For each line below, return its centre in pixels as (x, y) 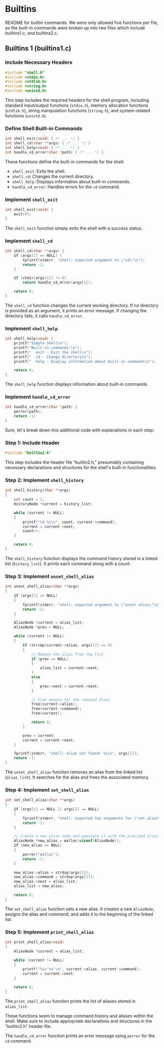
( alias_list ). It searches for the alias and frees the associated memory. (77, 777)
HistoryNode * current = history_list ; (53, 504)
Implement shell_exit (31, 200)
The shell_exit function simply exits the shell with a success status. (74, 228)
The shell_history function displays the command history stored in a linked (81, 558)
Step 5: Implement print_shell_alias (50, 932)
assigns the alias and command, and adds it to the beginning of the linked (79, 914)
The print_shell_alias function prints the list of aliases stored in (70, 1001)
